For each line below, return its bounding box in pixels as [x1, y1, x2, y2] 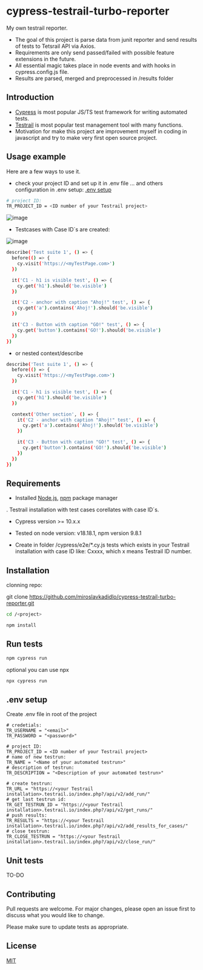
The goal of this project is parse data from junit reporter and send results [15, 36, 198, 43]
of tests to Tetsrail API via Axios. [15, 42, 96, 50]
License [6, 941, 37, 951]
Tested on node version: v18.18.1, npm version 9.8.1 [15, 530, 142, 537]
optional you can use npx [6, 666, 70, 673]
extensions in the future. [15, 55, 76, 62]
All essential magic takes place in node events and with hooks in [15, 62, 176, 69]
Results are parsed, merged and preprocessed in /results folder [15, 75, 174, 82]
